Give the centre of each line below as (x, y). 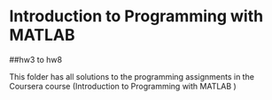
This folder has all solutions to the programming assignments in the (132, 76)
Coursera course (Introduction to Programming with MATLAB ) (123, 86)
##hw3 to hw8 (36, 59)
